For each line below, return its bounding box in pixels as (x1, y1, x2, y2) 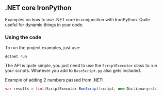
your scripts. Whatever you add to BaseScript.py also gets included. (5, 68, 142, 74)
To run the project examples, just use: (5, 45, 81, 51)
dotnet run (5, 54, 27, 59)
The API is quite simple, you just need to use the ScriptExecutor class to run (5, 63, 158, 69)
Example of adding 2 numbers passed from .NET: (5, 77, 103, 83)
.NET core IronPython (5, 4, 72, 12)
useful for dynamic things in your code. (5, 22, 83, 27)
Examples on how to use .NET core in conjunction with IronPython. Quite (5, 16, 150, 22)
